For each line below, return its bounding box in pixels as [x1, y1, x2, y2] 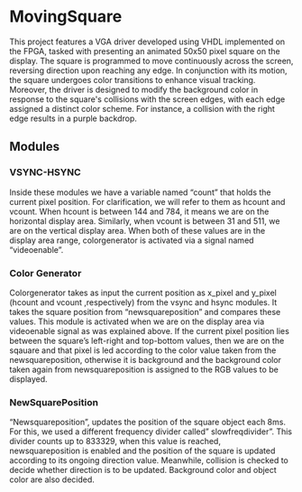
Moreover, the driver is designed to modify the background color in [9, 84, 259, 95]
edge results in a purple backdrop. [9, 113, 138, 124]
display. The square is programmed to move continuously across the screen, [9, 55, 294, 66]
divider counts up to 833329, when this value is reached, [9, 436, 221, 447]
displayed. [9, 373, 48, 385]
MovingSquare [9, 6, 123, 27]
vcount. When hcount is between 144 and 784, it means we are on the [9, 206, 270, 217]
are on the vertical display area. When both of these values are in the [9, 225, 266, 236]
